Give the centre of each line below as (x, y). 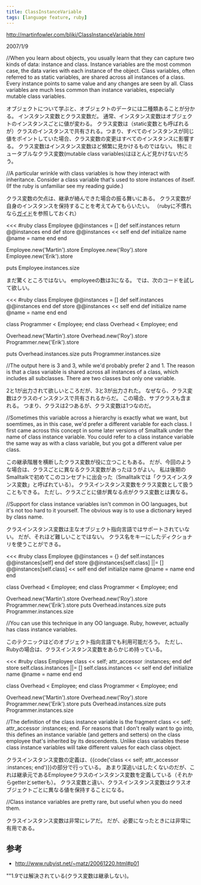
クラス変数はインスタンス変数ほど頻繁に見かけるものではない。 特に (103, 146)
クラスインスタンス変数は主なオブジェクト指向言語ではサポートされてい (95, 529)
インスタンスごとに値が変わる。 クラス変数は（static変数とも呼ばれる (103, 123)
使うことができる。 (40, 544)
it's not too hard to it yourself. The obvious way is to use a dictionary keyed (99, 510)
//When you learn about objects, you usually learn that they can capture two (100, 58)
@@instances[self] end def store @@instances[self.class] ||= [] (85, 562)
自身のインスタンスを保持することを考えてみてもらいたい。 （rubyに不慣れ (99, 205)
